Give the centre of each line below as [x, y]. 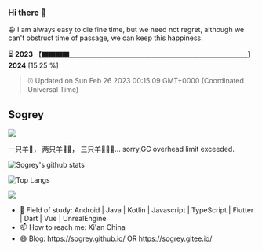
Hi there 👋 [27, 13]
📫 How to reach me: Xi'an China [72, 227]
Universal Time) [53, 90]
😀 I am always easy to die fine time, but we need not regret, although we [126, 30]
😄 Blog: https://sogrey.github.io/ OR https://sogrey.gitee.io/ [116, 238]
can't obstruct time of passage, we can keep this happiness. [106, 38]
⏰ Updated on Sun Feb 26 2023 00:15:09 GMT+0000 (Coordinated [136, 81]
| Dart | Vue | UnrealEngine [63, 219]
